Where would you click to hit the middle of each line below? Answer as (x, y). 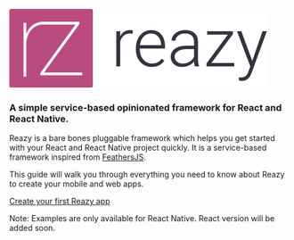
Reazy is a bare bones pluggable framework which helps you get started (143, 138)
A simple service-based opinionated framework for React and (146, 107)
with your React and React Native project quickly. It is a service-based (138, 148)
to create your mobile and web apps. (77, 184)
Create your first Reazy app (60, 202)
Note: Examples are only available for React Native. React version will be (142, 219)
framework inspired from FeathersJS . (78, 157)
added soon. (33, 228)
